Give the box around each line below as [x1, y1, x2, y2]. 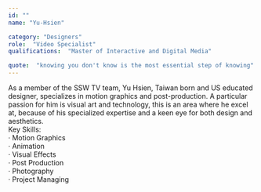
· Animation [8, 142, 45, 150]
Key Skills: [8, 125, 42, 134]
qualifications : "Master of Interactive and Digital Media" [8, 48, 212, 56]
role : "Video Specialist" [8, 40, 96, 48]
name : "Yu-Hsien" [8, 19, 65, 27]
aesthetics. [8, 117, 44, 125]
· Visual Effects [8, 150, 56, 159]
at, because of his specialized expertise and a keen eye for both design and [8, 108, 253, 118]
